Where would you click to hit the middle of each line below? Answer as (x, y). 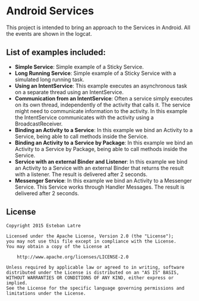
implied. (17, 283)
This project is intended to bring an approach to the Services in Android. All (98, 27)
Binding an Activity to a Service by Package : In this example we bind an (104, 142)
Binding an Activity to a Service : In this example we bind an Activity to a (104, 130)
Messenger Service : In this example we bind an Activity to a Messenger (103, 180)
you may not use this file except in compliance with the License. (91, 241)
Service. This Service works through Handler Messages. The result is (99, 187)
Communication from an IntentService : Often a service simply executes (104, 98)
